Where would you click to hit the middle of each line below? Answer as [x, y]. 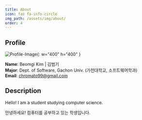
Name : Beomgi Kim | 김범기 [32, 64]
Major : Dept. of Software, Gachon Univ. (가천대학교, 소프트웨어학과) [71, 70]
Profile [15, 42]
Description [23, 91]
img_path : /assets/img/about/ [36, 18]
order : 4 [14, 23]
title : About [18, 9]
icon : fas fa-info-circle [31, 14]
